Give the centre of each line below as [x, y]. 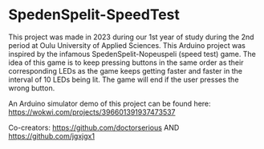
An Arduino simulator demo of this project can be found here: [110, 103]
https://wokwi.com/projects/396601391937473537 [92, 112]
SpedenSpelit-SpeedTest [94, 15]
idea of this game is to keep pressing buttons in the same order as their [126, 62]
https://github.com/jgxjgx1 [51, 136]
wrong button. [32, 88]
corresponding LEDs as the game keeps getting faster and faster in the [126, 70]
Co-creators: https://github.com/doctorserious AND [94, 127]
